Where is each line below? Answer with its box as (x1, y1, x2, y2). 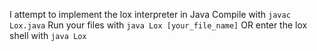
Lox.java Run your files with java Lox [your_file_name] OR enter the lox (9, 19, 308, 31)
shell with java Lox (9, 30, 87, 41)
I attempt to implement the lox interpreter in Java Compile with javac (9, 9, 291, 20)
